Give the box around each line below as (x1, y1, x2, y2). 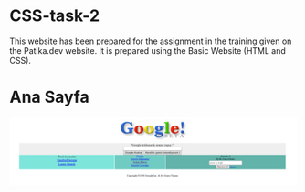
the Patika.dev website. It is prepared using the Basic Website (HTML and (9, 45, 286, 56)
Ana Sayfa (9, 87, 89, 107)
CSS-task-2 (9, 5, 100, 26)
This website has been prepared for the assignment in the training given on (9, 35, 292, 46)
